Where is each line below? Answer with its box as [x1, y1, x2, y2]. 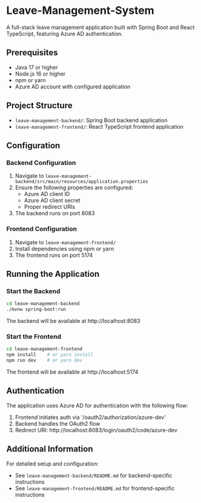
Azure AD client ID [24, 190, 70, 198]
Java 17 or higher [15, 63, 59, 71]
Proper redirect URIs [24, 203, 76, 210]
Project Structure [6, 100, 73, 111]
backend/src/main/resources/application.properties [15, 179, 148, 185]
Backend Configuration [6, 158, 76, 167]
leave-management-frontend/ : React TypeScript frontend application [15, 123, 183, 130]
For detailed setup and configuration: [6, 460, 99, 467]
